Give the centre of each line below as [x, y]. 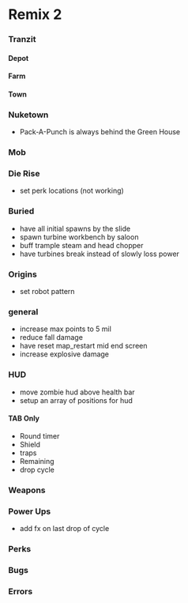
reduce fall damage [51, 337]
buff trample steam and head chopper [81, 245]
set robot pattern [47, 291]
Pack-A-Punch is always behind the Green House [100, 132]
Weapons [27, 490]
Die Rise [24, 174]
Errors [21, 591]
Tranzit [22, 40]
